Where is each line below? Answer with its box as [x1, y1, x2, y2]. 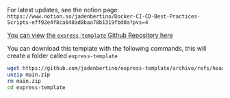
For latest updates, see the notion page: [7, 6, 120, 14]
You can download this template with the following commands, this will [7, 45, 207, 52]
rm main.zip [7, 77, 41, 84]
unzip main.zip [7, 71, 51, 78]
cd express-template [7, 84, 66, 91]
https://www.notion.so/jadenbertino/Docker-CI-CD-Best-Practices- [7, 13, 201, 20]
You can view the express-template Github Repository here [7, 31, 173, 39]
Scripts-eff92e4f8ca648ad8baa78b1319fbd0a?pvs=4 [7, 19, 149, 26]
